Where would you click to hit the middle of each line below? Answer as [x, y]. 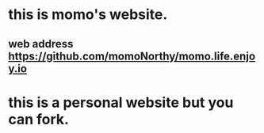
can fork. [39, 119]
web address [41, 44]
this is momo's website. [88, 15]
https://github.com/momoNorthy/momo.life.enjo [132, 56]
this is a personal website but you [121, 103]
